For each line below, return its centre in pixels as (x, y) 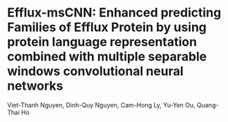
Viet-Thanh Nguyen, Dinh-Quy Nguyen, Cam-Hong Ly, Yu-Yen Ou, (101, 105)
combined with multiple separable (107, 57)
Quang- (208, 105)
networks (35, 86)
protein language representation (102, 42)
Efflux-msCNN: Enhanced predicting (114, 13)
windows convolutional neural (95, 71)
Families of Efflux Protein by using (107, 27)
